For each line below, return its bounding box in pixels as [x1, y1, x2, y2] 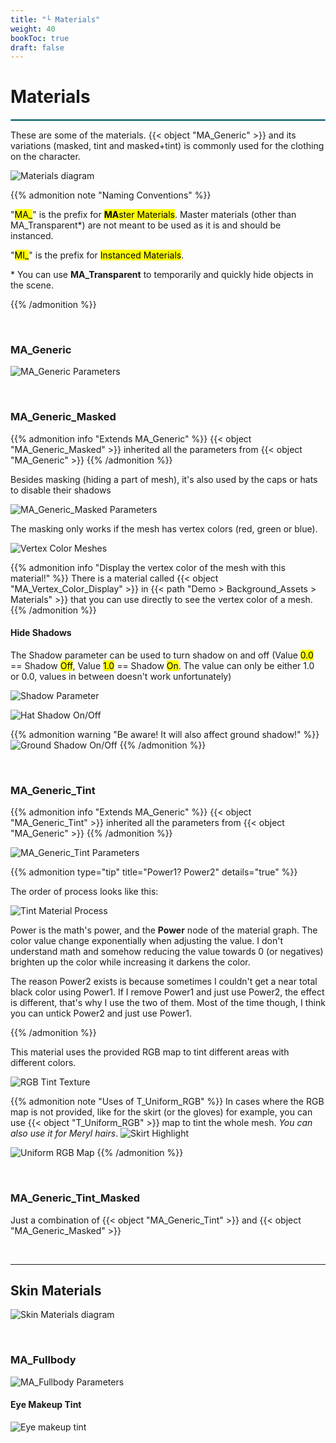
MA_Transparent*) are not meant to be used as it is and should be [10, 219, 282, 231]
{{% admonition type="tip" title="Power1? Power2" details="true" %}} [10, 866, 298, 878]
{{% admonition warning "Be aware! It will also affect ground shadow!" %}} [10, 728, 320, 740]
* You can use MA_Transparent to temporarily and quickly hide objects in [10, 269, 314, 281]
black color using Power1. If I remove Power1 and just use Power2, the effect [10, 986, 325, 998]
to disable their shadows [10, 484, 112, 496]
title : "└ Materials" [10, 14, 101, 25]
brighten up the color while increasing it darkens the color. [10, 956, 251, 968]
